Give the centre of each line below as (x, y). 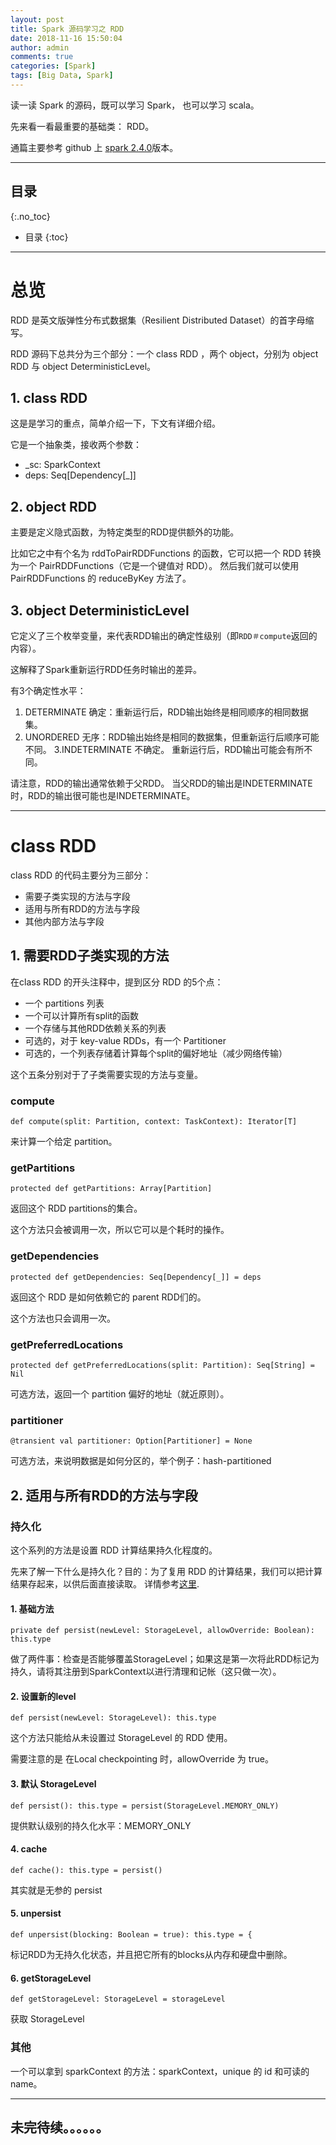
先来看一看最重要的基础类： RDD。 (82, 126)
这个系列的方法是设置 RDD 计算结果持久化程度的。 (114, 1550)
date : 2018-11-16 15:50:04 (66, 38)
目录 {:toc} (46, 237)
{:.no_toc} (30, 216)
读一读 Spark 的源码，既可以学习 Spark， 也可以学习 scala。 (135, 105)
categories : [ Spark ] (53, 66)
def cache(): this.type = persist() (86, 1870)
